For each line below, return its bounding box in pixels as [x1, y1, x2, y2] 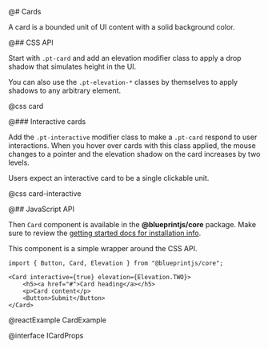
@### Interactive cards [8, 117, 86, 126]
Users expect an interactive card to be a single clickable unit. [8, 174, 210, 182]
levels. [8, 158, 30, 167]
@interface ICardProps [8, 331, 84, 340]
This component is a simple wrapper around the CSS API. [8, 244, 198, 253]
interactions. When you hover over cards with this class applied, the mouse [8, 141, 256, 150]
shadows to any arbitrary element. [8, 86, 122, 95]
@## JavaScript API [8, 204, 74, 214]
